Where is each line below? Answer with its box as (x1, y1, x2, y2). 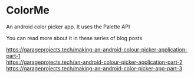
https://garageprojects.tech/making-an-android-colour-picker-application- (6, 45, 188, 53)
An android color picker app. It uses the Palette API (6, 23, 130, 30)
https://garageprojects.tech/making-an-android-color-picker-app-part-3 (6, 64, 183, 71)
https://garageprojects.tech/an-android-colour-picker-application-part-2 (6, 58, 183, 66)
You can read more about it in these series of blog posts (6, 34, 143, 41)
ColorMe (6, 4, 50, 17)
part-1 (6, 52, 21, 59)
